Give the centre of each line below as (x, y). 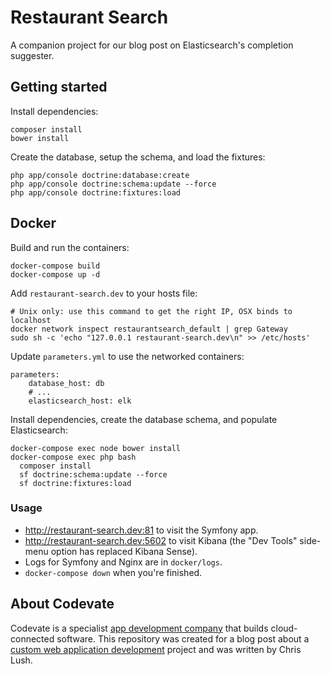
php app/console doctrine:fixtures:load (96, 192)
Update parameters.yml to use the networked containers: (127, 356)
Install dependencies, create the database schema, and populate (144, 419)
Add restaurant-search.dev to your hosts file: (104, 293)
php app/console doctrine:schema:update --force (113, 184)
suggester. (32, 55)
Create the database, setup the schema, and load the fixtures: (138, 157)
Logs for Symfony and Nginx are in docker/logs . (123, 562)
